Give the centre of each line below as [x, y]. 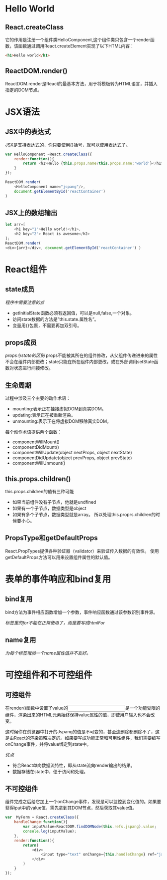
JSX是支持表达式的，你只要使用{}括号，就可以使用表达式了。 [68, 145]
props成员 [21, 342]
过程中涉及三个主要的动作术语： [38, 398]
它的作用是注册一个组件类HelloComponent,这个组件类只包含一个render [78, 40]
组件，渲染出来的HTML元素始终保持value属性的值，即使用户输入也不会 [78, 715]
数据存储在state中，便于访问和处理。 [50, 771]
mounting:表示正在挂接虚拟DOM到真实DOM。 [59, 409]
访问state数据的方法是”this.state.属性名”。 [55, 319]
